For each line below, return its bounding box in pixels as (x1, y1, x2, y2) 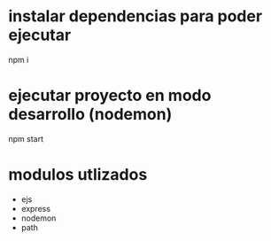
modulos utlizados (8, 165, 148, 185)
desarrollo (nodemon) (8, 105, 173, 125)
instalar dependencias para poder (8, 6, 263, 27)
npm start (8, 133, 44, 144)
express (20, 203, 50, 214)
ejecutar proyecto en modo (8, 86, 212, 105)
